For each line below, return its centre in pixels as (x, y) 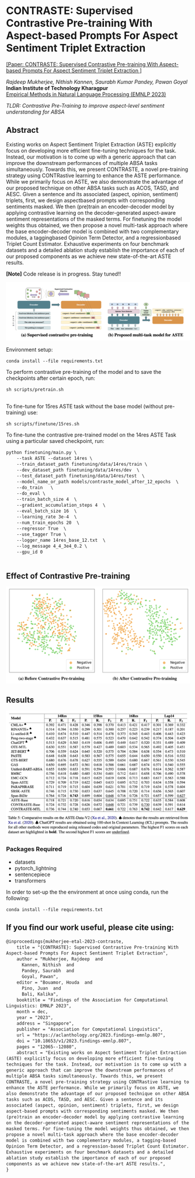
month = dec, (32, 1012)
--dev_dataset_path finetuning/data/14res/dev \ (78, 470)
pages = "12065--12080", (47, 1047)
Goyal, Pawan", (40, 977)
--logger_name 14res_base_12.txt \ (61, 540)
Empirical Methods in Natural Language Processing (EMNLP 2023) (86, 94)
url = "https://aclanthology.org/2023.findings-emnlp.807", (91, 1035)
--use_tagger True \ (41, 535)
